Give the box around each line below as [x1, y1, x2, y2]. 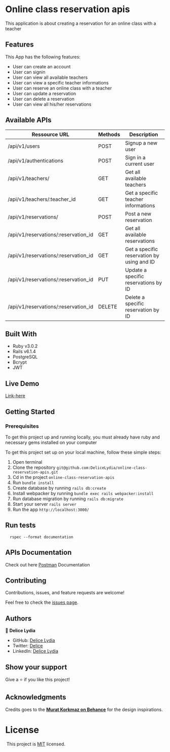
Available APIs [5, 116, 52, 124]
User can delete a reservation [12, 96, 75, 102]
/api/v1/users [8, 143, 40, 150]
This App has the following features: [5, 54, 81, 60]
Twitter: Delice [12, 643, 43, 649]
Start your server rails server [12, 501, 77, 507]
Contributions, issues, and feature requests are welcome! [5, 590, 125, 596]
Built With [5, 330, 37, 338]
